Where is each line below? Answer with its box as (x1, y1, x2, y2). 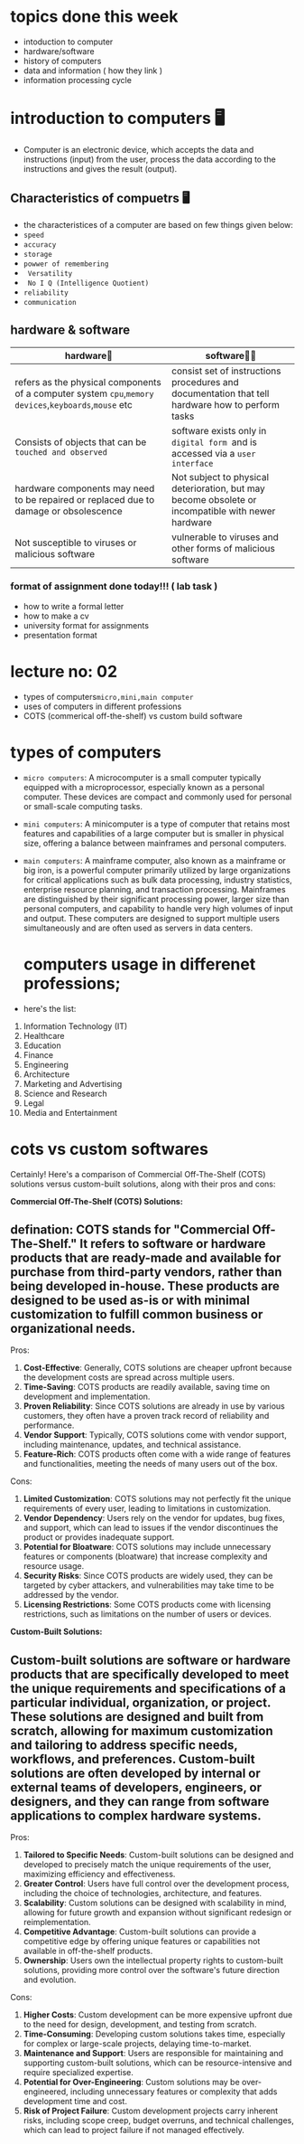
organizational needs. (10, 1320, 136, 1336)
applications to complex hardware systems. (10, 1808, 262, 1823)
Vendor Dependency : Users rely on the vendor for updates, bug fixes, (23, 1513, 285, 1524)
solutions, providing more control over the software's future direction (23, 1965, 281, 1976)
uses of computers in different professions (23, 701, 182, 712)
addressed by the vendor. (23, 1590, 119, 1601)
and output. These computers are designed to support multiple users (23, 912, 281, 923)
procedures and (171, 375, 239, 388)
